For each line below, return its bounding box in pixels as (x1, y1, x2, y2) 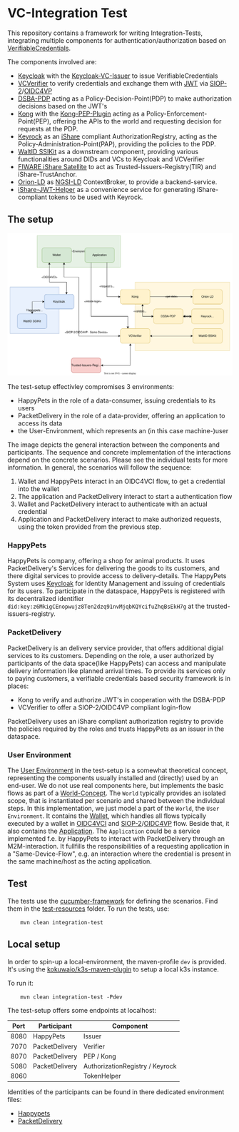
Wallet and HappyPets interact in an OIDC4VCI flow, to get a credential (17, 477, 225, 486)
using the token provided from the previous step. (17, 522, 162, 531)
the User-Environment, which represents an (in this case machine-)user (17, 427, 229, 435)
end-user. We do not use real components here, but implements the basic (7, 782, 224, 790)
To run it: (7, 979, 34, 987)
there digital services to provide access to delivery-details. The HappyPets (7, 572, 227, 580)
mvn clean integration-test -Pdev (20, 994, 123, 1001)
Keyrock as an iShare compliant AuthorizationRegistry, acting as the (17, 132, 218, 141)
